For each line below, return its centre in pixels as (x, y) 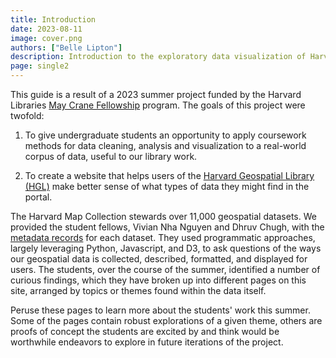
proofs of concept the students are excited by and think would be (145, 331)
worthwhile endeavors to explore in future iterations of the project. (147, 342)
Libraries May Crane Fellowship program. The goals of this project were (158, 105)
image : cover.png (46, 38)
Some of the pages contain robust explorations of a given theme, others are (166, 320)
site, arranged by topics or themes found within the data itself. (138, 290)
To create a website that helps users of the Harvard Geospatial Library (169, 175)
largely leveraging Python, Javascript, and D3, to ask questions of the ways (166, 248)
